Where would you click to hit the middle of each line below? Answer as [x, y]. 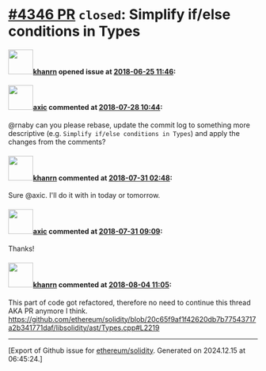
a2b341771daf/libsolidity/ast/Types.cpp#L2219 [84, 327]
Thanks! [21, 249]
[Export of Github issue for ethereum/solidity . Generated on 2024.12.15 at [127, 350]
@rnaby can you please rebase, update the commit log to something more [129, 125]
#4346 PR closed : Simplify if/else [120, 15]
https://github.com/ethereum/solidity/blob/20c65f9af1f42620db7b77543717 [132, 319]
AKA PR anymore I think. [48, 311]
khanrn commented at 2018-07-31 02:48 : [103, 178]
